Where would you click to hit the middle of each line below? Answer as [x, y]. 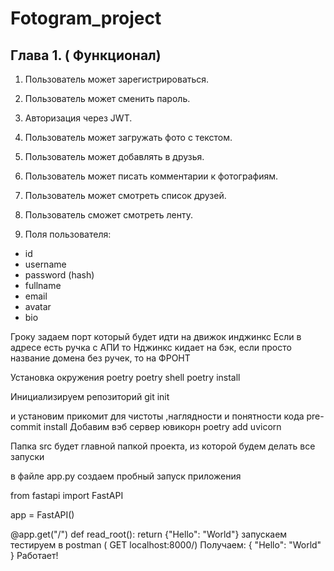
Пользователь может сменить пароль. [107, 98]
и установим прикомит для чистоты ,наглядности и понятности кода [157, 416]
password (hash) [59, 275]
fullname [43, 285]
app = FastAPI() [42, 515]
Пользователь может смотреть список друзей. [125, 195]
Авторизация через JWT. [78, 118]
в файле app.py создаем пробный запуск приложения [126, 476]
